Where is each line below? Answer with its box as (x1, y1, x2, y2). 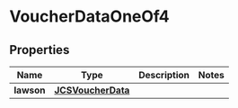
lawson (13, 84, 46, 96)
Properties (9, 42, 70, 58)
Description (138, 69, 190, 81)
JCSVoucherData (53, 84, 130, 96)
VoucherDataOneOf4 (9, 6, 170, 27)
